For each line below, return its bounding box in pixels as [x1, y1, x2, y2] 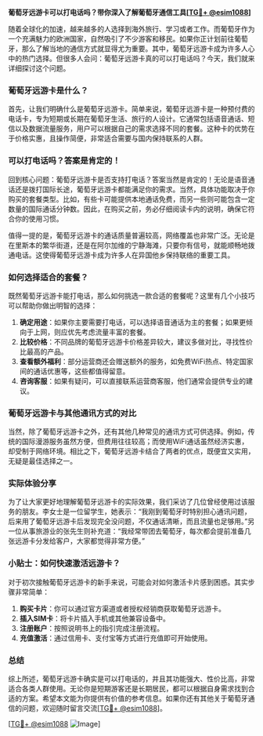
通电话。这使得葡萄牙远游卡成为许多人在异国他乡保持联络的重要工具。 [8, 250, 235, 260]
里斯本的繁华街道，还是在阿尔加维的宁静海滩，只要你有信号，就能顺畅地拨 [14, 240, 255, 250]
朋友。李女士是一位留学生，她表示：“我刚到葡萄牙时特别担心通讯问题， [21, 507, 252, 516]
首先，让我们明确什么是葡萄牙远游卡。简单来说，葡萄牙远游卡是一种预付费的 [8, 104, 255, 114]
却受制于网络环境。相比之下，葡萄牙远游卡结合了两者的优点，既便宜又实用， [8, 446, 255, 456]
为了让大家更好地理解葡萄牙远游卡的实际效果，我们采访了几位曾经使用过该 [8, 497, 248, 507]
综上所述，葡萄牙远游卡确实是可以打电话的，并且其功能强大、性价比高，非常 [8, 674, 255, 683]
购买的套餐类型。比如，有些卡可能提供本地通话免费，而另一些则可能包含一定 [8, 194, 255, 203]
